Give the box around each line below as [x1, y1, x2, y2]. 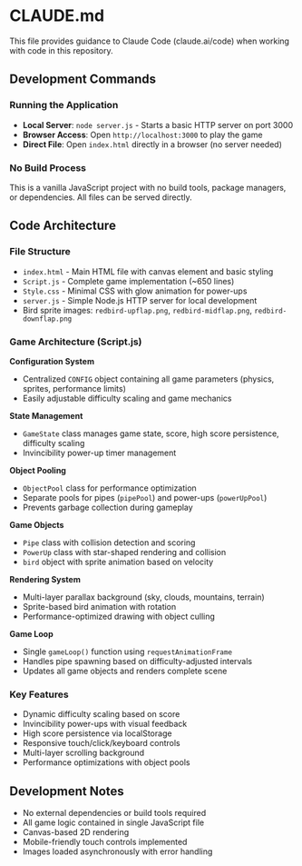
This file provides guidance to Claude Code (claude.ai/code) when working [9, 35, 290, 46]
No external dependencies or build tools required [22, 808, 207, 819]
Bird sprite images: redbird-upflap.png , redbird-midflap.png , [22, 304, 252, 315]
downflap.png [22, 314, 73, 324]
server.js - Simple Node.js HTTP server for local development [22, 294, 258, 305]
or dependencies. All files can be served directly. [9, 192, 192, 203]
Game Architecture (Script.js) [9, 335, 142, 348]
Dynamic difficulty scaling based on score [22, 709, 180, 720]
